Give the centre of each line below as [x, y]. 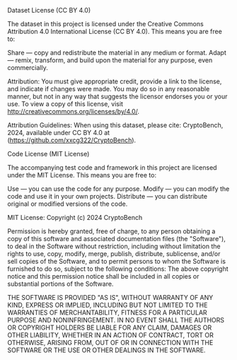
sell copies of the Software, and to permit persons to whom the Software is [117, 261]
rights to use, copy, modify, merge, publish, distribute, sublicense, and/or [114, 254]
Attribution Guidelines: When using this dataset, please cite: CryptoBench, [115, 125]
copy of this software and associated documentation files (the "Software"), [117, 239]
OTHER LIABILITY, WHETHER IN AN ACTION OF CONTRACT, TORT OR [110, 335]
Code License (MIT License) [48, 154]
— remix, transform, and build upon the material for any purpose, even [110, 60]
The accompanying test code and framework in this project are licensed [112, 168]
